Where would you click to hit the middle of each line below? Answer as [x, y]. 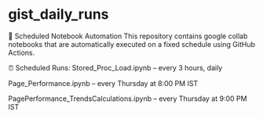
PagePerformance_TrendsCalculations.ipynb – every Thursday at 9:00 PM [128, 98]
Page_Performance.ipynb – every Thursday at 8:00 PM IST [103, 83]
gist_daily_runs [58, 14]
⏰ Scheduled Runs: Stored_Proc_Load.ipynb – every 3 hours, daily [115, 67]
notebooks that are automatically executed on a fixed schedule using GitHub [132, 44]
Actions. [22, 52]
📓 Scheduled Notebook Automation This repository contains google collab [128, 36]
